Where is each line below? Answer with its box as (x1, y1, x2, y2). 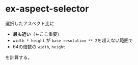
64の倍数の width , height (12, 43, 66, 49)
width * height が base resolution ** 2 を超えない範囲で (12, 37, 133, 43)
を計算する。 (5, 54, 32, 60)
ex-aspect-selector (5, 3, 89, 15)
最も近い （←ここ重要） (12, 31, 62, 37)
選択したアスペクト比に (5, 20, 54, 26)
